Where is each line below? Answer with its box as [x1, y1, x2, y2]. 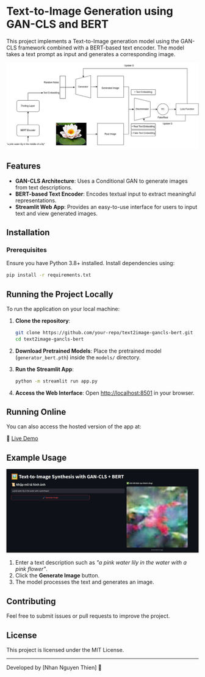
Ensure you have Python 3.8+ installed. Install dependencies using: [6, 260, 175, 267]
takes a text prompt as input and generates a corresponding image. [6, 50, 176, 57]
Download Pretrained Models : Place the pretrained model [15, 347, 162, 354]
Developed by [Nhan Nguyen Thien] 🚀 [6, 664, 102, 671]
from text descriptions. [15, 183, 73, 191]
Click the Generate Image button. [15, 572, 100, 579]
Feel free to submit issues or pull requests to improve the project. [6, 612, 170, 620]
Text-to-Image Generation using [6, 4, 174, 18]
